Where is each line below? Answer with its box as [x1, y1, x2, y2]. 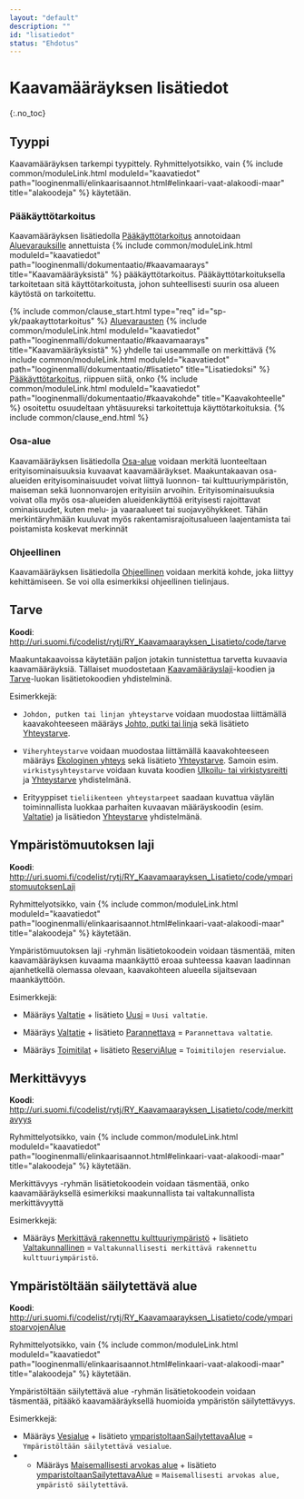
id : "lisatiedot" [9, 30, 75, 39]
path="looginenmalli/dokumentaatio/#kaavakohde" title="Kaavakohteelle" [9, 392, 286, 404]
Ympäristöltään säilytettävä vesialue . [22, 1441, 172, 1452]
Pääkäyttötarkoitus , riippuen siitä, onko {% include [9, 373, 198, 384]
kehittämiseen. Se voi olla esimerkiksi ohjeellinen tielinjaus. [9, 576, 230, 587]
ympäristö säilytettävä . [35, 1479, 129, 1490]
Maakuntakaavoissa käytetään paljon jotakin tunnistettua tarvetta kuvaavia [9, 653, 288, 664]
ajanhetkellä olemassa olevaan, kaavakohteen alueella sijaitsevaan [9, 964, 257, 975]
